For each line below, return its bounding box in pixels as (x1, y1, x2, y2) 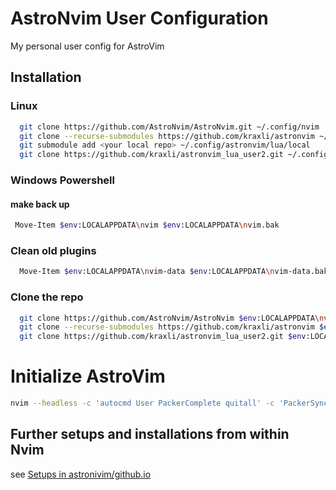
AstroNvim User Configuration (10, 7, 269, 30)
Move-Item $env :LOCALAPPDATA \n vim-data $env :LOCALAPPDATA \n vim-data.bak (19, 267, 329, 277)
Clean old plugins (10, 244, 97, 258)
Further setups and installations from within (10, 426, 290, 443)
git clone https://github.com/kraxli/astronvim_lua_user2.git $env (19, 332, 307, 342)
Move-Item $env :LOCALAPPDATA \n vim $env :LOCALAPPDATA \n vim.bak (14, 220, 280, 231)
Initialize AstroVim (10, 365, 166, 388)
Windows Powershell (10, 173, 115, 187)
